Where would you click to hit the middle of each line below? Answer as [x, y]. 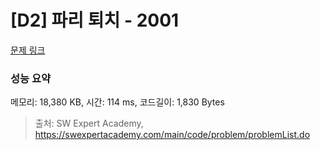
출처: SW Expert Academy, [89, 123]
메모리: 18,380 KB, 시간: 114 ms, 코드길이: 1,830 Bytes [117, 102]
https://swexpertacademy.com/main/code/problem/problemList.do [172, 135]
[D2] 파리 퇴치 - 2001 [95, 20]
